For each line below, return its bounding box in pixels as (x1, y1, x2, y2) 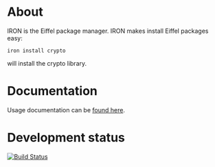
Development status (7, 130, 126, 146)
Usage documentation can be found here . (7, 105, 126, 114)
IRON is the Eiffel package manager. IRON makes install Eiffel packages (7, 27, 209, 35)
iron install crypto (7, 47, 67, 54)
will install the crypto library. (7, 59, 87, 67)
